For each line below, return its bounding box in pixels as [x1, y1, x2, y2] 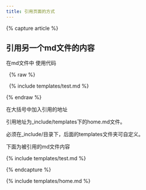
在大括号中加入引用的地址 [6, 106, 68, 113]
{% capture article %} [6, 25, 58, 32]
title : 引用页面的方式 [6, 8, 55, 15]
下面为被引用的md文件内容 [6, 143, 70, 150]
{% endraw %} [6, 94, 42, 101]
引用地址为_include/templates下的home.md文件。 [6, 118, 126, 126]
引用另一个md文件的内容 [6, 43, 95, 53]
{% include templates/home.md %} [6, 178, 91, 185]
